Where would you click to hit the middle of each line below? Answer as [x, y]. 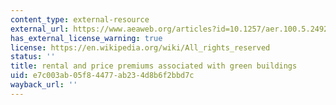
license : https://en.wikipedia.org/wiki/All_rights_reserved [140, 47]
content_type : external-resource [80, 19]
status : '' [33, 57]
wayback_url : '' [44, 85]
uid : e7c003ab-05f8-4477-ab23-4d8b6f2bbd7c [102, 76]
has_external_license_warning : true [86, 38]
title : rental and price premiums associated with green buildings [154, 66]
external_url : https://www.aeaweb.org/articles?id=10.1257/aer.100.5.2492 [169, 29]
